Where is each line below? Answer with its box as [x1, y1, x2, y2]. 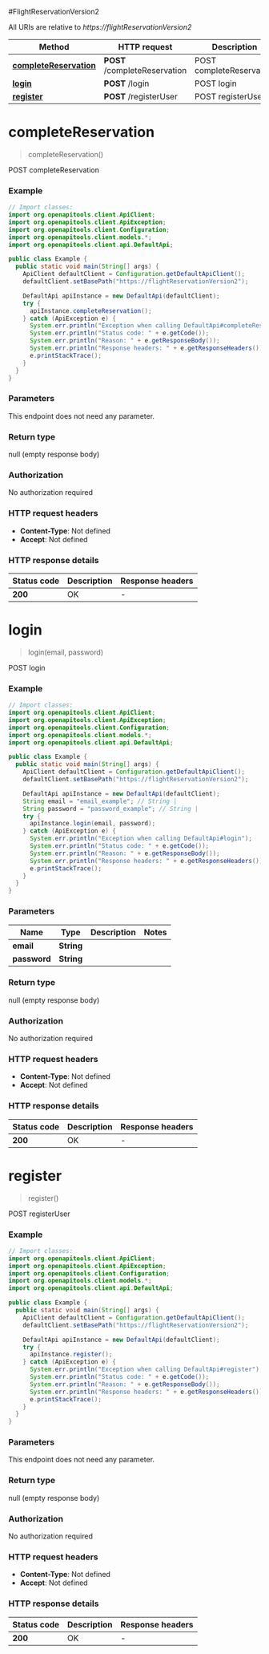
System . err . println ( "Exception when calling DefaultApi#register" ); [29, 1365, 263, 1374]
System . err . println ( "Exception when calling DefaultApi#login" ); [29, 834, 252, 843]
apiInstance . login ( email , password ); [29, 820, 156, 828]
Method [38, 42, 70, 52]
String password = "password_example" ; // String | [22, 805, 199, 813]
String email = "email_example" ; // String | [22, 797, 178, 805]
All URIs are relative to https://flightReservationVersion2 [8, 22, 192, 31]
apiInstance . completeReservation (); [29, 306, 152, 315]
